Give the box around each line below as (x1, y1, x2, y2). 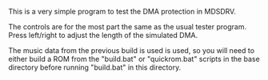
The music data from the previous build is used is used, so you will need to (8, 46, 254, 55)
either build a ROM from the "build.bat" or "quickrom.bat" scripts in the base (8, 55, 260, 63)
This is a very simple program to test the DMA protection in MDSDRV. (8, 7, 236, 16)
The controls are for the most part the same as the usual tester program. (8, 22, 246, 31)
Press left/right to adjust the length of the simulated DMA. (8, 31, 198, 40)
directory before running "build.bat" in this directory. (8, 63, 182, 72)
